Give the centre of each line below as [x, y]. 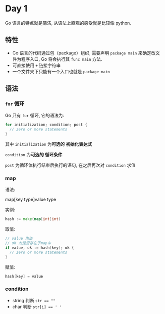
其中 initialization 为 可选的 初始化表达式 [49, 144]
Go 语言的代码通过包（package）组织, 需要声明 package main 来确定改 [84, 53]
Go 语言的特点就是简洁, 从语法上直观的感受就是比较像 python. [68, 23]
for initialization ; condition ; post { [46, 125]
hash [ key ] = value [24, 276]
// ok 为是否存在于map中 [28, 243]
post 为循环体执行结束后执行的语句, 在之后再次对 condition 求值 [70, 165]
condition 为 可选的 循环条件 [34, 155]
